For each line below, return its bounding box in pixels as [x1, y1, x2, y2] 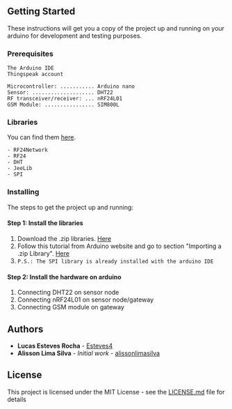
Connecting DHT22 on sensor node [17, 288, 119, 297]
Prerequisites [7, 49, 53, 59]
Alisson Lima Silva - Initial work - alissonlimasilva [17, 348, 160, 357]
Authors [7, 323, 44, 335]
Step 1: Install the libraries [7, 219, 83, 227]
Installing [7, 187, 40, 197]
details [7, 395, 26, 403]
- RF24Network [7, 146, 49, 154]
